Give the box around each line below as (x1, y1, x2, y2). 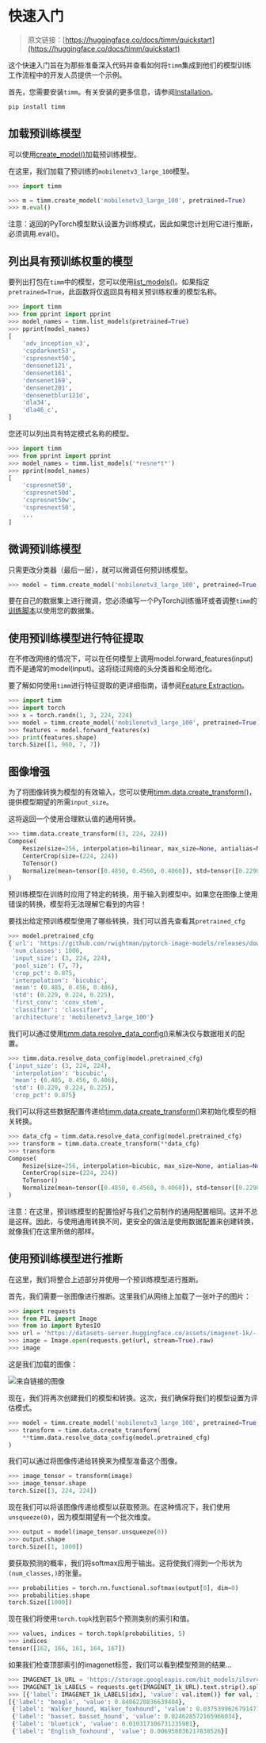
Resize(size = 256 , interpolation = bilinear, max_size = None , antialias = (22, 844, 257, 853)
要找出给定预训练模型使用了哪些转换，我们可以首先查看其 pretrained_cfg (8, 916, 245, 926)
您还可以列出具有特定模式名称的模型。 (8, 429, 133, 439)
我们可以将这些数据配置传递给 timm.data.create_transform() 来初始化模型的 (8, 1107, 249, 1115)
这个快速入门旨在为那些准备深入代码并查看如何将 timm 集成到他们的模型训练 (8, 60, 252, 70)
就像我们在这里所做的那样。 (8, 1227, 99, 1236)
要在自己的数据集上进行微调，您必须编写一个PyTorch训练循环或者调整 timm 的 (8, 596, 257, 605)
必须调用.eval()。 (8, 229, 64, 239)
